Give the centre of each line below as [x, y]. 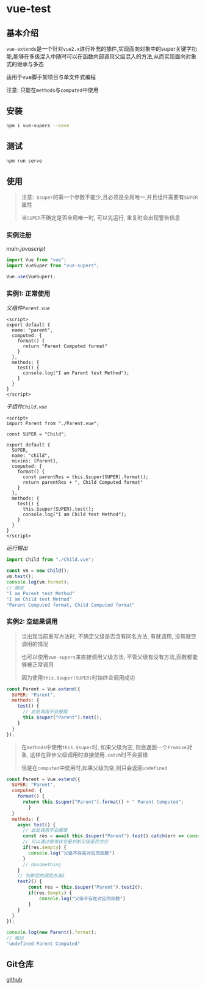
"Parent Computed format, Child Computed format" [71, 605]
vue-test [29, 9]
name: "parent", [32, 330]
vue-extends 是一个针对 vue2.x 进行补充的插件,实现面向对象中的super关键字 [99, 49]
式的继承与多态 [25, 64]
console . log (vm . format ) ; [38, 582]
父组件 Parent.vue [28, 308]
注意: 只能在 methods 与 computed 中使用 [52, 90]
